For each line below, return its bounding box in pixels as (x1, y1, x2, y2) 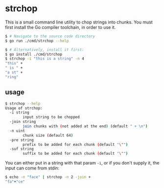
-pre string (9, 138, 34, 142)
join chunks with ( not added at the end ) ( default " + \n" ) (23, 124, 148, 129)
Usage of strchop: (5, 106, 43, 111)
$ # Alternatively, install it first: (5, 47, 84, 52)
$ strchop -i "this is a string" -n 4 (5, 56, 84, 61)
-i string (9, 110, 29, 115)
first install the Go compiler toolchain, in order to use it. (5, 24, 116, 30)
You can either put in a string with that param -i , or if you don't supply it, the (5, 160, 160, 166)
